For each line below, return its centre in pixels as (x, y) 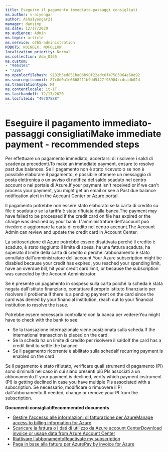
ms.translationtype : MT (30, 84)
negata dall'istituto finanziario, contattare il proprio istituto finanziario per (80, 289)
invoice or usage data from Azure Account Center (64, 433)
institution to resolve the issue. (37, 305)
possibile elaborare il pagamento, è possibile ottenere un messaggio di (78, 175)
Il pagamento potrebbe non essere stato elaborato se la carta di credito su (82, 206)
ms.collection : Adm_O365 (31, 56)
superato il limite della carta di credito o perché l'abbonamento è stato (78, 253)
